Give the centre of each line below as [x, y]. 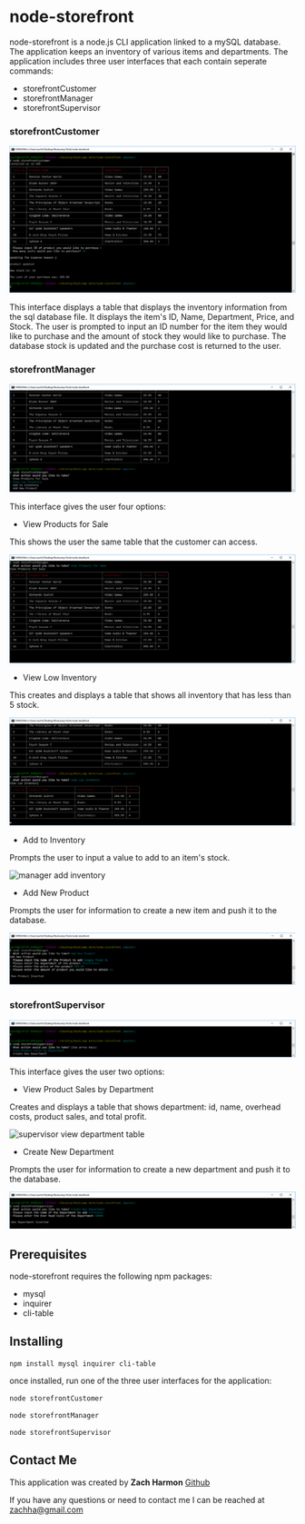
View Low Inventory [59, 677]
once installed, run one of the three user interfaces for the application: [141, 1380]
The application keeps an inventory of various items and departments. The [149, 51]
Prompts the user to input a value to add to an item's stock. [120, 858]
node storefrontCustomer [56, 1398]
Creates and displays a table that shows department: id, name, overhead [145, 1107]
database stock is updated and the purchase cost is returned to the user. [145, 345]
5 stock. [25, 704]
